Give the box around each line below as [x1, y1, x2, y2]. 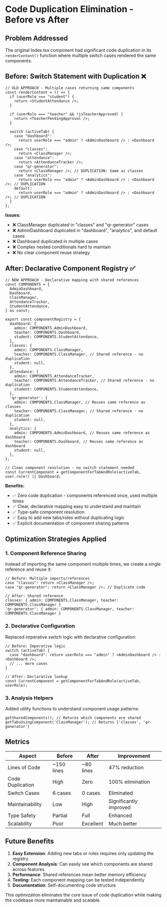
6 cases [52, 789, 71, 796]
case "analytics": [14, 173, 52, 178]
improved [108, 804, 131, 811]
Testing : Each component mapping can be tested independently [12, 877, 145, 883]
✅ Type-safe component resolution [12, 509, 85, 515]
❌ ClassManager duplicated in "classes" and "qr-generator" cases [12, 222, 149, 227]
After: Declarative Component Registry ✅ [5, 264, 136, 273]
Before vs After [5, 14, 69, 25]
